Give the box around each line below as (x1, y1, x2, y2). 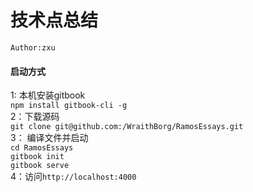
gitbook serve (10, 161, 70, 171)
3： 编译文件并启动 (10, 132, 89, 144)
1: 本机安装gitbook (10, 89, 86, 101)
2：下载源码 (10, 111, 60, 123)
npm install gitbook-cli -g (10, 101, 128, 111)
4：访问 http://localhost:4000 (10, 171, 137, 183)
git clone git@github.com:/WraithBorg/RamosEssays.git (10, 122, 244, 132)
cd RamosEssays (10, 143, 74, 153)
